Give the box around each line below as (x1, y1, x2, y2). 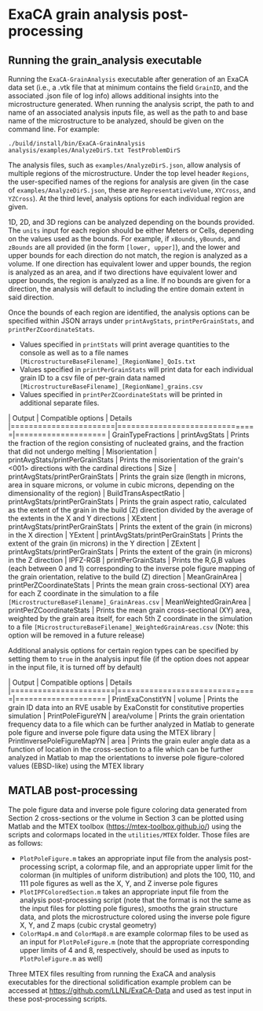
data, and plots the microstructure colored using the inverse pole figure (19, 912, 250, 921)
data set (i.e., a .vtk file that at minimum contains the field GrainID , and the (8, 83, 249, 92)
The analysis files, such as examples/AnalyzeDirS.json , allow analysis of (8, 160, 241, 170)
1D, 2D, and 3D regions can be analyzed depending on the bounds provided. (8, 218, 255, 226)
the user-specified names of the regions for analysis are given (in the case (8, 177, 250, 186)
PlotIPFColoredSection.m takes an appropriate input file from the (19, 887, 229, 896)
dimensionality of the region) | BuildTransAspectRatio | (8, 489, 185, 498)
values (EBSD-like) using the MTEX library (8, 761, 144, 770)
